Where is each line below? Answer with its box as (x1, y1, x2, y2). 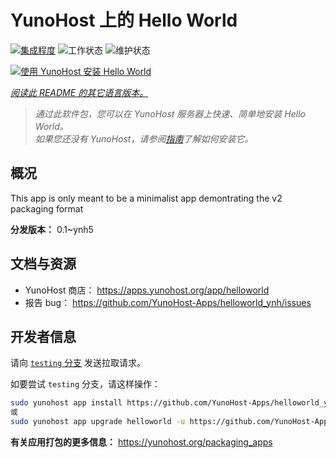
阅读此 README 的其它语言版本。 (10, 86, 149, 98)
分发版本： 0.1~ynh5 (10, 223, 94, 235)
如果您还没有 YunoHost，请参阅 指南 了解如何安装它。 (34, 132, 254, 145)
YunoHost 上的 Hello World (10, 9, 238, 32)
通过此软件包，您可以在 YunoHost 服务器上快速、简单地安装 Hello (34, 107, 306, 120)
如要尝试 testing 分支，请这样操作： (10, 378, 161, 390)
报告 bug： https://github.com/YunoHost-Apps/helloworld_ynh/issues (24, 296, 312, 308)
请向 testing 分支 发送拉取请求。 (10, 357, 146, 369)
